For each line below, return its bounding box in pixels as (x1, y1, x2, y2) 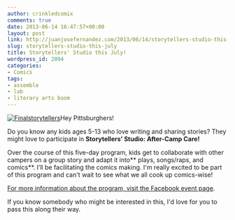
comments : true (7, 17, 52, 24)
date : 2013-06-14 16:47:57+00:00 (7, 23, 105, 30)
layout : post (7, 29, 45, 37)
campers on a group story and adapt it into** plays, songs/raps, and (7, 156, 204, 164)
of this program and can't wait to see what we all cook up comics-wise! (7, 170, 213, 179)
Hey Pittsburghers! (60, 114, 114, 122)
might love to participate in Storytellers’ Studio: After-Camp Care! (7, 135, 200, 143)
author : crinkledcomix (7, 10, 73, 17)
